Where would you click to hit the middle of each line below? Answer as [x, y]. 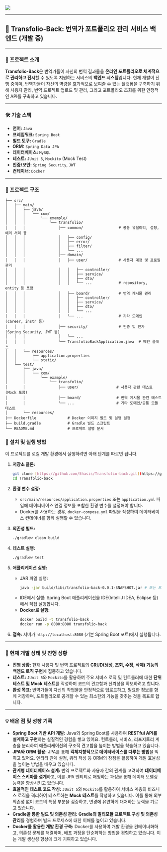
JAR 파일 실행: [34, 578]
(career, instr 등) [25, 321]
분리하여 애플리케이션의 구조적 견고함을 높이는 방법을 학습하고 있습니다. [91, 745]
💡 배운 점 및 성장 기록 [29, 721]
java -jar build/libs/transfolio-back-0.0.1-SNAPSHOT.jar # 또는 [88, 587]
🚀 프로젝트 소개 [22, 59]
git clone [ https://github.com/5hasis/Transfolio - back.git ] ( [77, 474]
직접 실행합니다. [44, 604]
